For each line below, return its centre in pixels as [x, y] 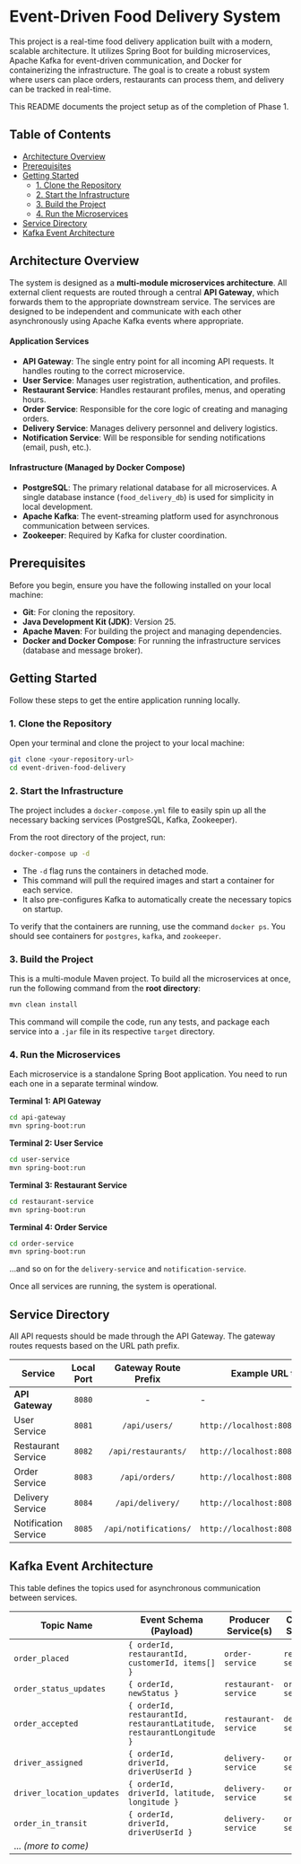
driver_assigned [48, 1763]
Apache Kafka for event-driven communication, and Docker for [125, 60]
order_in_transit [51, 1823]
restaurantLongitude [172, 1732]
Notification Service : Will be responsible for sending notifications [144, 437]
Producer [249, 1620]
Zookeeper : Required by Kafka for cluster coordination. [125, 535]
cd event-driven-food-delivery [68, 768]
